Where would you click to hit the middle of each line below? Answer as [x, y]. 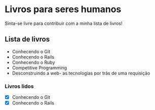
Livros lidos [19, 86]
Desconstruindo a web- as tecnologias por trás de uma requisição [81, 73]
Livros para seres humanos [63, 9]
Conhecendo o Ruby [33, 62]
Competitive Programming [39, 67]
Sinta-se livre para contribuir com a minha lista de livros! [64, 23]
